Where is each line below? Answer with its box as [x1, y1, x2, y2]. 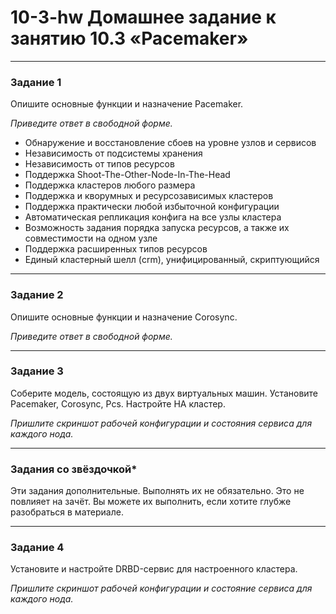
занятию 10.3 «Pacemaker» [10, 27, 249, 50]
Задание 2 [10, 288, 64, 302]
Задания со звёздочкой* [10, 462, 138, 476]
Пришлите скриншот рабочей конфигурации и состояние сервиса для [10, 582, 313, 595]
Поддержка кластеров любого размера [24, 179, 196, 191]
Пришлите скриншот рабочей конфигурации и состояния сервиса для [10, 417, 313, 429]
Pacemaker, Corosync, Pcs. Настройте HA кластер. [10, 397, 226, 410]
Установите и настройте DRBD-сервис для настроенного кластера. [10, 563, 298, 575]
